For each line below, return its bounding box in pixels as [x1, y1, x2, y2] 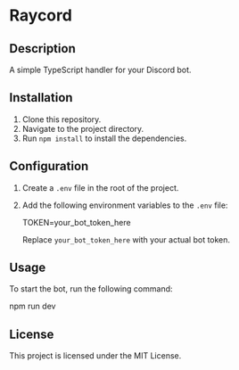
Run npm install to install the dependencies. [21, 133, 187, 144]
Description [9, 41, 76, 56]
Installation [9, 90, 73, 105]
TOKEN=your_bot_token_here [21, 217, 131, 227]
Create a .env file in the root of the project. [21, 182, 179, 193]
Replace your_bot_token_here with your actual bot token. [21, 234, 230, 245]
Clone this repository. [21, 113, 102, 125]
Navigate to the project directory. [21, 123, 144, 134]
